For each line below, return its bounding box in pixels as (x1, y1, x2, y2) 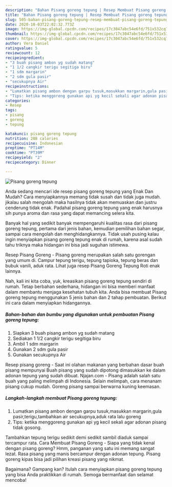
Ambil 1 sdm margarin (12, 340, 59, 347)
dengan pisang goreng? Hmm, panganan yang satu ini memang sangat (5, 445, 155, 451)
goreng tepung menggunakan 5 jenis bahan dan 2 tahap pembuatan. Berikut (5, 294, 166, 300)
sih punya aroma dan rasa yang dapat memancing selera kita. (5, 210, 135, 216)
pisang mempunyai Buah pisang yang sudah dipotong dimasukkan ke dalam (5, 367, 166, 373)
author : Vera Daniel (5, 41, 50, 46)
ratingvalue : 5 (5, 46, 38, 51)
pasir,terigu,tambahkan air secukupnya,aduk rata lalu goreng (12, 413, 141, 419)
